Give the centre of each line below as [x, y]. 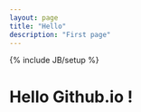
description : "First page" [60, 34]
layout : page [34, 18]
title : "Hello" [38, 26]
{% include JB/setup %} [54, 61]
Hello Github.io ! [71, 97]
